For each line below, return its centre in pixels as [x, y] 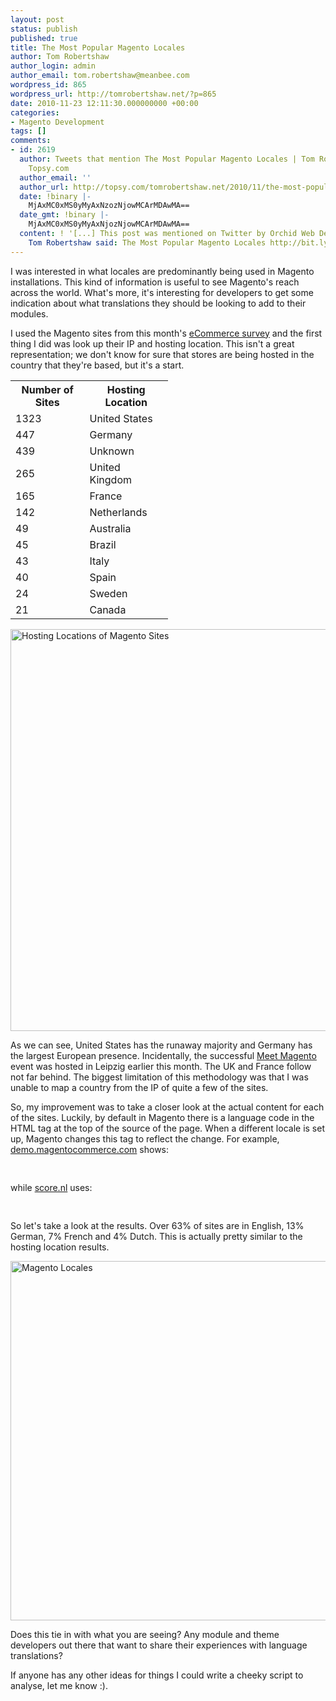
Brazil [103, 544]
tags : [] [28, 131]
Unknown [112, 451]
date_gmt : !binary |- [64, 215]
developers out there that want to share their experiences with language [159, 1645]
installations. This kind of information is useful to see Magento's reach [155, 282]
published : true [44, 38]
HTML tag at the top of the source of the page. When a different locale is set [167, 1128]
